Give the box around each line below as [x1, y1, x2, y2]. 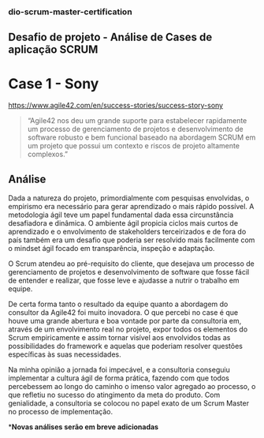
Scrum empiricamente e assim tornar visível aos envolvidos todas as [8, 333, 231, 343]
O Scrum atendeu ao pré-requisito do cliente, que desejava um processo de [8, 259, 255, 268]
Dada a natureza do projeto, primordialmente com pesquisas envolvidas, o [8, 193, 250, 203]
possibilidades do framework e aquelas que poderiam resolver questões [8, 342, 243, 351]
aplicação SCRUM [8, 43, 99, 57]
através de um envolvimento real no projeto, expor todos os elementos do [8, 324, 248, 334]
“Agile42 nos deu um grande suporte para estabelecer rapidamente [27, 116, 247, 125]
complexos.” [27, 149, 69, 159]
